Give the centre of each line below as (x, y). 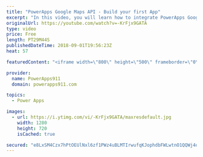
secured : (17, 145)
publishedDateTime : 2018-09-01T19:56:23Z (59, 46)
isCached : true (36, 134)
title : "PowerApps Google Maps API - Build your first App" (84, 12)
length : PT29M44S (28, 40)
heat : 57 (17, 51)
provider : (19, 73)
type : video (21, 29)
